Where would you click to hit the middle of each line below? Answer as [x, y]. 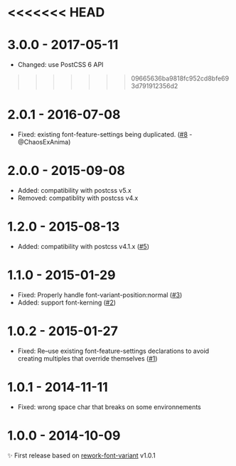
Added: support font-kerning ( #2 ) [66, 302]
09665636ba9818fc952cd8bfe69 [180, 78]
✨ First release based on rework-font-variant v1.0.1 [81, 455]
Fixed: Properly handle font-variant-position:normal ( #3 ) [100, 295]
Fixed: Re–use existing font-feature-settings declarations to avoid [113, 351]
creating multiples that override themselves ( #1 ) [87, 358]
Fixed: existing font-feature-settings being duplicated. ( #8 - [105, 134]
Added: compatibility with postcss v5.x [74, 190]
